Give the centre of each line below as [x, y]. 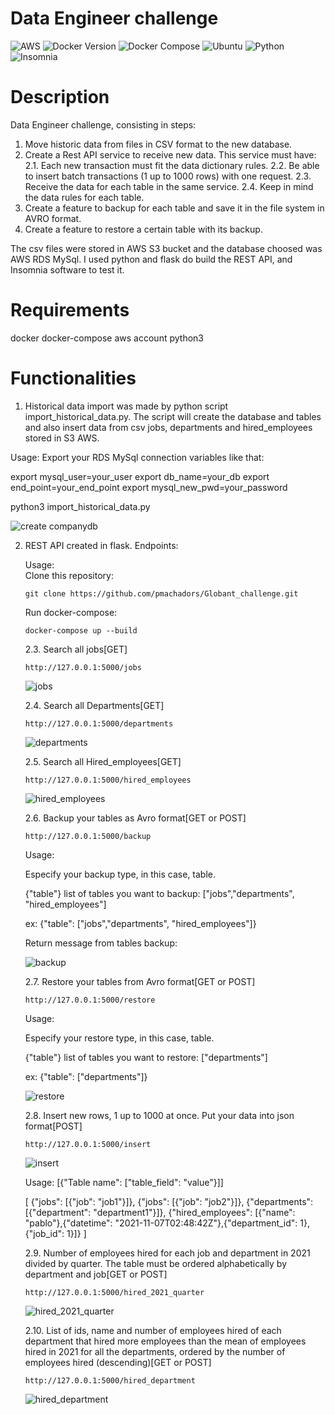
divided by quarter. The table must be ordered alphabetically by [156, 1263]
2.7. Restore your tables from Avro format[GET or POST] [140, 981]
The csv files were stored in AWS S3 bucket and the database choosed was [166, 248]
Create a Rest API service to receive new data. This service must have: [170, 154]
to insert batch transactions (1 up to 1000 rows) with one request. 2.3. [168, 176]
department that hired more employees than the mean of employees [165, 1341]
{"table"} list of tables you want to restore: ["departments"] [146, 1057]
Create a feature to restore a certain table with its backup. [143, 229]
